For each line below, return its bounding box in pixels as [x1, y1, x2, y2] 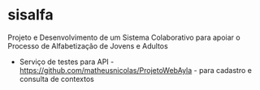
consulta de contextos [19, 74, 94, 84]
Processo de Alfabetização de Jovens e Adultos [7, 41, 168, 50]
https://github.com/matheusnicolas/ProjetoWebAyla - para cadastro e [19, 65, 253, 75]
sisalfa [7, 6, 54, 24]
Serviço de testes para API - [19, 57, 115, 66]
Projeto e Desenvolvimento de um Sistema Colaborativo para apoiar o [7, 32, 240, 42]
